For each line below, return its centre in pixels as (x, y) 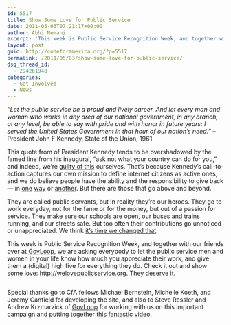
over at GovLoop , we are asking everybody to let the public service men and (115, 252)
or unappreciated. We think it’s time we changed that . (82, 231)
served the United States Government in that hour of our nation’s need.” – (111, 132)
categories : (24, 77)
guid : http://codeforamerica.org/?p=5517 (67, 52)
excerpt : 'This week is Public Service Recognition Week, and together (112, 39)
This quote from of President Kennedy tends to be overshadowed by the (109, 152)
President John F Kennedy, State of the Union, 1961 (80, 139)
